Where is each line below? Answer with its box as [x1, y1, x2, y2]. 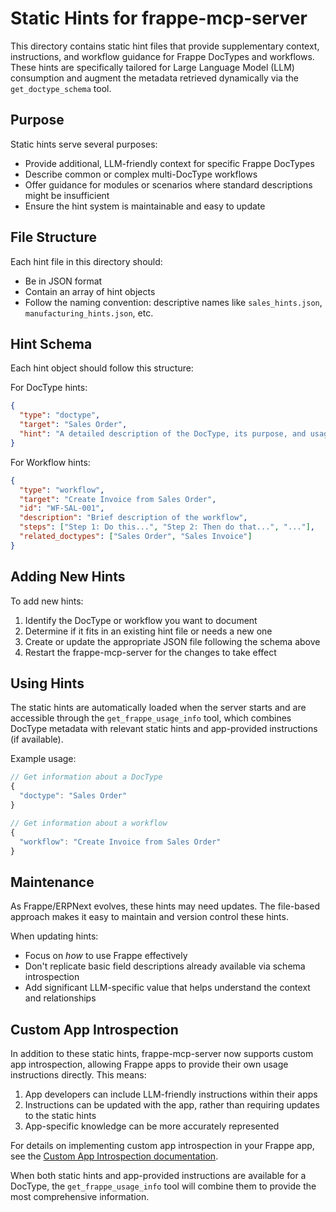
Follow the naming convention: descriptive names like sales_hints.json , [24, 296, 323, 308]
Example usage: [10, 753, 77, 765]
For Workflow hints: [10, 456, 91, 468]
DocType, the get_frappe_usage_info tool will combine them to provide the [10, 1180, 317, 1192]
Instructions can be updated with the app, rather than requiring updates [24, 1099, 320, 1111]
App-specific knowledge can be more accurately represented [24, 1120, 280, 1132]
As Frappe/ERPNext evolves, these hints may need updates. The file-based [10, 900, 320, 912]
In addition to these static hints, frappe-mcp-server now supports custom [10, 1048, 314, 1059]
